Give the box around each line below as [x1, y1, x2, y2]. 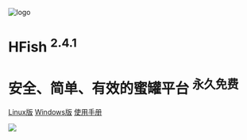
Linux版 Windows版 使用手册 [8, 107, 102, 116]
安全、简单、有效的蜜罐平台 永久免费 [8, 76, 239, 98]
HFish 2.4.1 [8, 36, 77, 56]
